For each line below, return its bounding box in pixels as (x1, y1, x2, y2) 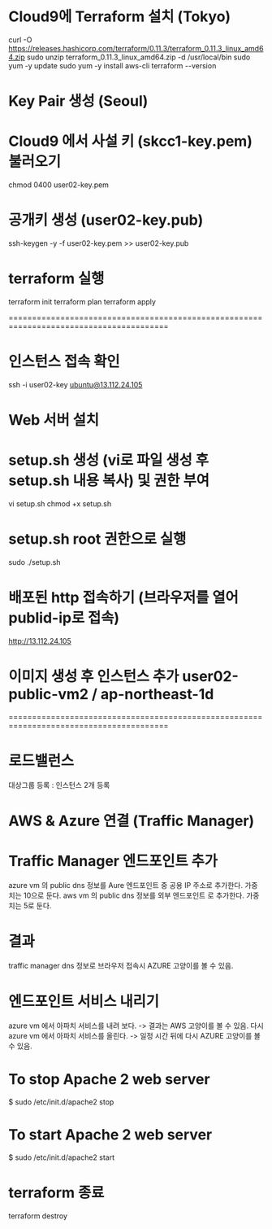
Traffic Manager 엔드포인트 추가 (8, 852, 218, 871)
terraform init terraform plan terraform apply (8, 296, 157, 306)
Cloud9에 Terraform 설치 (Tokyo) (8, 7, 231, 26)
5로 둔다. (23, 900, 52, 910)
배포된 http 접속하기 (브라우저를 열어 (8, 588, 240, 607)
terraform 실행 (8, 269, 105, 288)
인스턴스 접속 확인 (8, 352, 120, 371)
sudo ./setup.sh (8, 557, 61, 566)
